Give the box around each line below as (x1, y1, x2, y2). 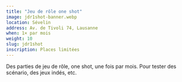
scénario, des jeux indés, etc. (6, 69, 77, 76)
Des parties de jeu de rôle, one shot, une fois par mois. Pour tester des (6, 63, 177, 70)
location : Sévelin (6, 19, 51, 25)
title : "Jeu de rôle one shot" (6, 8, 83, 15)
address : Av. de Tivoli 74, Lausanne (6, 25, 98, 31)
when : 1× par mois (6, 30, 51, 36)
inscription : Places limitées (6, 47, 80, 53)
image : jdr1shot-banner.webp (6, 14, 77, 20)
